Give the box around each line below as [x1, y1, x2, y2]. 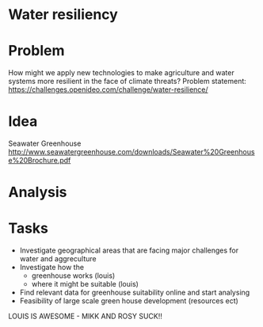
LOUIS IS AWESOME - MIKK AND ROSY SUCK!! [8, 311, 162, 321]
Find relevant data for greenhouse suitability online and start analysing [19, 287, 250, 298]
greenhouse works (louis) [31, 271, 116, 280]
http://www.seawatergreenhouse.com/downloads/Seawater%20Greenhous [8, 147, 255, 157]
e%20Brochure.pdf [8, 156, 71, 165]
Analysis [8, 184, 67, 201]
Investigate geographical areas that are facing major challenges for [19, 245, 239, 255]
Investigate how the [19, 263, 85, 272]
